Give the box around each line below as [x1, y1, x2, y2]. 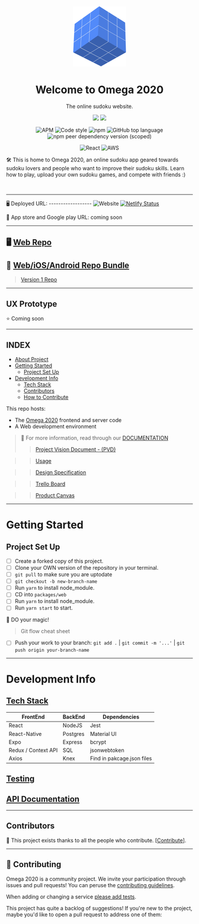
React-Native [8, 730, 42, 737]
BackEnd [62, 713, 85, 720]
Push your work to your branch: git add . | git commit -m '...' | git [14, 639, 185, 646]
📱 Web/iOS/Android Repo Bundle [6, 260, 130, 270]
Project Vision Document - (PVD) [35, 446, 116, 453]
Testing [6, 774, 35, 784]
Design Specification [35, 469, 86, 476]
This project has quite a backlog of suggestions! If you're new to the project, [6, 904, 192, 912]
